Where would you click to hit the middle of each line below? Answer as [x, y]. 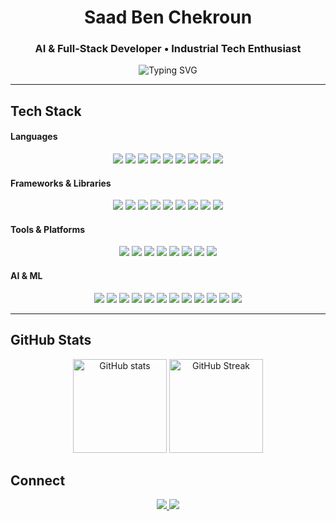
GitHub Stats [51, 340]
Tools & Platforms [48, 229]
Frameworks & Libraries [61, 183]
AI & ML [26, 276]
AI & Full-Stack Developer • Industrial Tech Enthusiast [168, 49]
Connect [38, 480]
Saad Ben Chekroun [168, 17]
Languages [34, 137]
